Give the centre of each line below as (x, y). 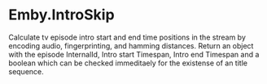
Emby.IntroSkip (62, 15)
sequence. (26, 71)
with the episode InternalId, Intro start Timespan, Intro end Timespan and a (134, 54)
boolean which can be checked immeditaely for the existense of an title (128, 63)
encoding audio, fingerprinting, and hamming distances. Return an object (131, 45)
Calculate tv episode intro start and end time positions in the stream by (127, 37)
